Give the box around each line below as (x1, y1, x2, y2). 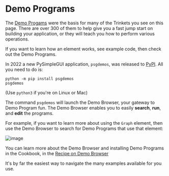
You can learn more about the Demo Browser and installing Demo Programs (5, 145, 164, 151)
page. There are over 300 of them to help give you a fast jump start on (5, 25, 153, 31)
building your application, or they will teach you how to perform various (5, 30, 155, 37)
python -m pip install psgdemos (5, 76, 74, 81)
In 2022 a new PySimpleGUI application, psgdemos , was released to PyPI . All (5, 61, 163, 67)
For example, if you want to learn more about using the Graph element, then (5, 120, 163, 126)
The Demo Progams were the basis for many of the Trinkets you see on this (5, 20, 164, 26)
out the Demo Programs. (5, 51, 57, 57)
